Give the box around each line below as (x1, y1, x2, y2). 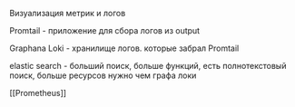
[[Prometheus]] (9, 88, 66, 98)
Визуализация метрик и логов (9, 8, 126, 18)
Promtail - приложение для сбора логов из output (9, 25, 201, 35)
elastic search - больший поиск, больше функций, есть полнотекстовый (9, 61, 287, 71)
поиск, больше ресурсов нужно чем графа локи (9, 70, 197, 81)
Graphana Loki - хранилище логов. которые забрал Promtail (9, 43, 240, 53)
